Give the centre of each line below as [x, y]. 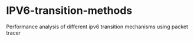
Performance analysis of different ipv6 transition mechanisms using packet [97, 27]
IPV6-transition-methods [69, 11]
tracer [14, 32]
